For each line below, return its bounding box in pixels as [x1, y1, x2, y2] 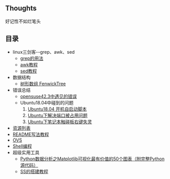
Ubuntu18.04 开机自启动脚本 [27, 106, 87, 112]
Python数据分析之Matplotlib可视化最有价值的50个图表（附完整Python [20, 156, 165, 162]
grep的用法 [20, 55, 44, 61]
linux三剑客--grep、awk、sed [12, 49, 75, 55]
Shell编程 [12, 143, 32, 149]
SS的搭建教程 [20, 168, 49, 174]
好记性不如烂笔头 [5, 18, 41, 24]
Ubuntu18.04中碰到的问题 [20, 99, 74, 105]
